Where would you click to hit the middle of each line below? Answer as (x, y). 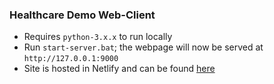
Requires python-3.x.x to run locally (98, 37)
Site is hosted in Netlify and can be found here (119, 69)
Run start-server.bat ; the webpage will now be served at (143, 47)
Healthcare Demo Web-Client (82, 15)
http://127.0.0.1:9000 (71, 59)
